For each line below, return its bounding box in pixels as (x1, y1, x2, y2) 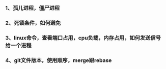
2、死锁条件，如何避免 (5, 19, 61, 26)
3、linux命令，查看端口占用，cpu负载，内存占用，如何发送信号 (5, 34, 161, 41)
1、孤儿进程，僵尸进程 (5, 4, 60, 11)
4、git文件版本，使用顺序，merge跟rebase (5, 57, 112, 64)
